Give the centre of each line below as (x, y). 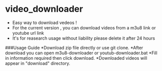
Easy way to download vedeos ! (44, 23)
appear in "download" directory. (38, 63)
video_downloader (44, 9)
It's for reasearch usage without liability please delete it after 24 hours (84, 38)
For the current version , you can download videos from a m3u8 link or (84, 27)
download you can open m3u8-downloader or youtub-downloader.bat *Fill (81, 53)
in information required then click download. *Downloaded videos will (76, 58)
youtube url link (28, 33)
